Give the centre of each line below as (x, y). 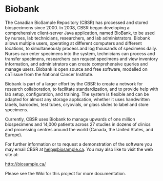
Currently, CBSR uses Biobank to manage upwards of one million (70, 119)
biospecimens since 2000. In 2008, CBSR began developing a (67, 27)
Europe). (14, 135)
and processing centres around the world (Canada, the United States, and (79, 129)
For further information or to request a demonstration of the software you (79, 144)
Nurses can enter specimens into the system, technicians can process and (80, 53)
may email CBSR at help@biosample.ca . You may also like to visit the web (79, 149)
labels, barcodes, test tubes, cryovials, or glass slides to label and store (77, 104)
